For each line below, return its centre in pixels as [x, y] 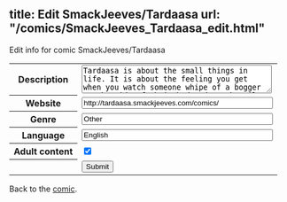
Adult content [43, 151]
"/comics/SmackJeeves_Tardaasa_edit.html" [137, 29]
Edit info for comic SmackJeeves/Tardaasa [87, 50]
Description [43, 80]
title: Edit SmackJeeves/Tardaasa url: [115, 15]
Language [43, 136]
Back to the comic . [43, 189]
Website [43, 104]
